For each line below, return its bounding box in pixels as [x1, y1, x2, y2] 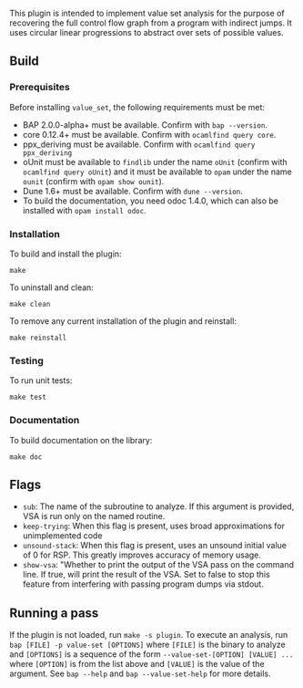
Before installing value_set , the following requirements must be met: [9, 101, 266, 112]
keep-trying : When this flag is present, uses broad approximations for [22, 520, 285, 532]
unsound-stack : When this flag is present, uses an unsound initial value [22, 540, 288, 551]
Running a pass [9, 605, 99, 620]
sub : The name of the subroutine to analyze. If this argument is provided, [22, 501, 295, 512]
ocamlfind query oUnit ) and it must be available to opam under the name [22, 166, 293, 177]
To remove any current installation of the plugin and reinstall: [9, 315, 237, 327]
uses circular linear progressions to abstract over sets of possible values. [9, 27, 284, 37]
